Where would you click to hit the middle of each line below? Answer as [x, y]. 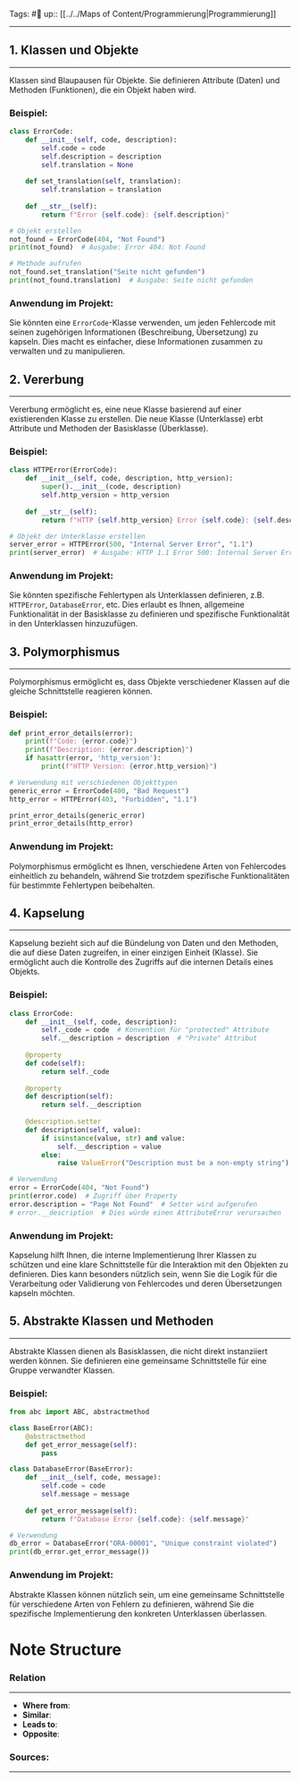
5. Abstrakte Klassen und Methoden [112, 1322]
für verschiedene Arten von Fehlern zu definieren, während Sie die [132, 1604]
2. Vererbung [47, 379]
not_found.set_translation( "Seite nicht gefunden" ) [107, 272]
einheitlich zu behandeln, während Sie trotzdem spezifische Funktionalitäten [150, 875]
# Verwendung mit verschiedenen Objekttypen [93, 782]
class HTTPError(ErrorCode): [63, 470]
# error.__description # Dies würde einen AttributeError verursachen [145, 1213]
